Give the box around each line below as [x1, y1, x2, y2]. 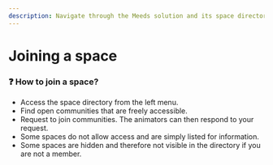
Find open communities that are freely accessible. [19, 106, 188, 116]
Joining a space [8, 46, 118, 65]
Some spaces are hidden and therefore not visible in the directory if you [19, 141, 262, 150]
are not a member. [19, 149, 82, 159]
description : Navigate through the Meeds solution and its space [8, 11, 234, 20]
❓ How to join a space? [8, 76, 99, 87]
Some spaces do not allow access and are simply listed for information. [19, 132, 260, 142]
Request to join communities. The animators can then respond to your [19, 115, 254, 125]
